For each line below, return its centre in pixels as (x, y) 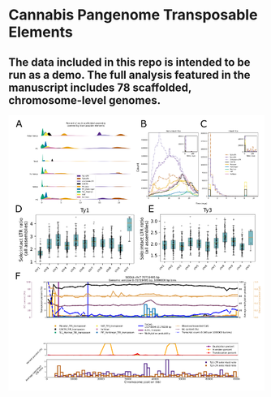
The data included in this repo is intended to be (129, 62)
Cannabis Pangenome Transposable (133, 15)
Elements (41, 32)
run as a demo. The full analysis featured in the (129, 75)
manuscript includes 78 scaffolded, (100, 87)
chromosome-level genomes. (84, 100)
